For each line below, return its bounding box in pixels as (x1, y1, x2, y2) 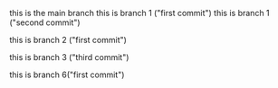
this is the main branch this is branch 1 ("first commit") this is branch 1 (9, 8, 270, 18)
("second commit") (9, 17, 81, 28)
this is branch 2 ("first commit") (9, 35, 127, 45)
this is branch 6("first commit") (9, 69, 125, 80)
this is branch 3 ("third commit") (9, 52, 129, 62)
